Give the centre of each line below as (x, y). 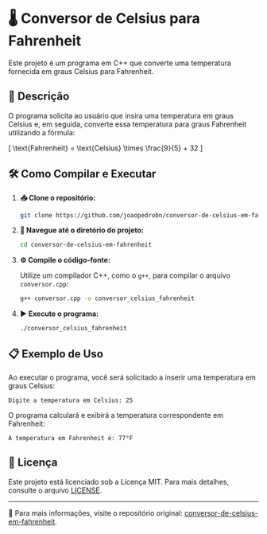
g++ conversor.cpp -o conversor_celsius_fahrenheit (107, 298)
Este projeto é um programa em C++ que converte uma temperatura (120, 63)
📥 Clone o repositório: (58, 197)
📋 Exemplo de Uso (56, 354)
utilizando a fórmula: (42, 132)
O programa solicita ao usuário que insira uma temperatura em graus (121, 115)
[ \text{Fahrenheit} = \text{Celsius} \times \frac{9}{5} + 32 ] (106, 148)
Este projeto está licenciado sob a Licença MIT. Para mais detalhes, (118, 481)
